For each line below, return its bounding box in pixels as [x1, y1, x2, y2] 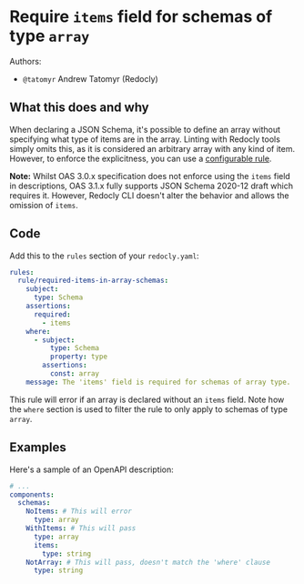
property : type [49, 352, 107, 361]
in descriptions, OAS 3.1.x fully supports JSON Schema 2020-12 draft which [9, 180, 294, 191]
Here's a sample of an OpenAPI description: [9, 464, 175, 475]
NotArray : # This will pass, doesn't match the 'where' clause [25, 558, 271, 567]
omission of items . [9, 199, 79, 210]
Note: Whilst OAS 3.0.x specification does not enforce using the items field [9, 170, 291, 181]
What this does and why [9, 100, 150, 116]
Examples [9, 439, 66, 456]
